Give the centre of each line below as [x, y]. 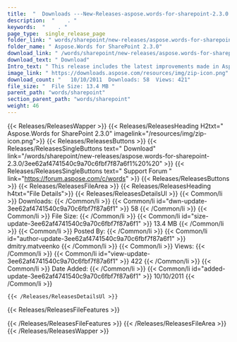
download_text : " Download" [49, 60]
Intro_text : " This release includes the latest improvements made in [113, 66]
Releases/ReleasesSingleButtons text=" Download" [82, 148]
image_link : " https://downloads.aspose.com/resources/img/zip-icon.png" [118, 73]
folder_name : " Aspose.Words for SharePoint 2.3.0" [85, 47]
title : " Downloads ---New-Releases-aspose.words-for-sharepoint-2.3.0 [118, 14]
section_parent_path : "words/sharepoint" [69, 100]
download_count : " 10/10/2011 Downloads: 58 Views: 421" [99, 79]
